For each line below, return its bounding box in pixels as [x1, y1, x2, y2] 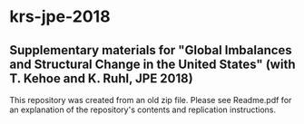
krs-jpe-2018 [9, 6, 111, 27]
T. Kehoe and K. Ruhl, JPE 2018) [9, 71, 193, 86]
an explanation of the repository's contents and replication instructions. [9, 104, 277, 115]
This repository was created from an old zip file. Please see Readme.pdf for [9, 95, 292, 105]
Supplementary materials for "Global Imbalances [9, 43, 292, 58]
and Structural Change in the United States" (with [9, 56, 296, 72]
